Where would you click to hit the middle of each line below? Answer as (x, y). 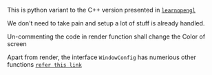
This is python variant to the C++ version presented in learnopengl (102, 10)
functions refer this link (45, 64)
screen (17, 44)
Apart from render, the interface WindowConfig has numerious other (102, 57)
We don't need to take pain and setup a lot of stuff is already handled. (106, 23)
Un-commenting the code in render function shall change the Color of (106, 36)
